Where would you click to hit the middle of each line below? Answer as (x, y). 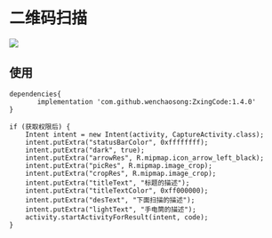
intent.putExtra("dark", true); (85, 150)
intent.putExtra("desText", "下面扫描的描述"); (110, 200)
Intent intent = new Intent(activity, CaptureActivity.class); (145, 134)
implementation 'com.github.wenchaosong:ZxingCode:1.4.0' (146, 102)
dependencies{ (36, 94)
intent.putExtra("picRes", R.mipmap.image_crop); (119, 165)
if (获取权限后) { (40, 127)
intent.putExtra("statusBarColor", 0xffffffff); (117, 142)
